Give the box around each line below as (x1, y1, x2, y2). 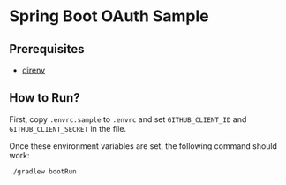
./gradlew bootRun (9, 166, 77, 176)
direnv (21, 65, 46, 75)
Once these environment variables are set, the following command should (9, 140, 278, 151)
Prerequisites (9, 42, 85, 57)
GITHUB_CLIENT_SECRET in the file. (9, 123, 126, 134)
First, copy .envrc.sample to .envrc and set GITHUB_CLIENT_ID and (9, 113, 247, 125)
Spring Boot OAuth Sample (9, 6, 209, 27)
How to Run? (9, 90, 81, 105)
